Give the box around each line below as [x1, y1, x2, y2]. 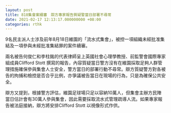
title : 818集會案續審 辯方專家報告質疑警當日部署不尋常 [5, 12, 112, 17]
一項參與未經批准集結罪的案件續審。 [14, 43, 90, 49]
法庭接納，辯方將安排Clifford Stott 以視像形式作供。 [14, 102, 123, 108]
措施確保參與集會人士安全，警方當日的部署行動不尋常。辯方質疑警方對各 [9, 66, 161, 72]
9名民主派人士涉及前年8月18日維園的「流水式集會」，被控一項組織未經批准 [5, 36, 160, 42]
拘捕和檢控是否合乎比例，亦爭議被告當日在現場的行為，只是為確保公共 [14, 72, 161, 79]
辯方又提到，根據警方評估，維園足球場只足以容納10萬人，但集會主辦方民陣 [5, 90, 162, 96]
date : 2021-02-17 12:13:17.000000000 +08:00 [5, 17, 101, 22]
